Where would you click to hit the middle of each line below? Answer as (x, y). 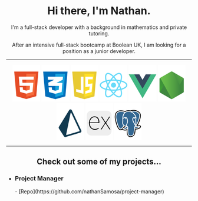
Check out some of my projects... (99, 162)
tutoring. (99, 33)
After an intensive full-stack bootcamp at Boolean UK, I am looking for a (99, 45)
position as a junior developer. (99, 51)
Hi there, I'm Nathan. (99, 11)
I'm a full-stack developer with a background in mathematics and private (99, 27)
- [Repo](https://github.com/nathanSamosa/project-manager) (89, 191)
